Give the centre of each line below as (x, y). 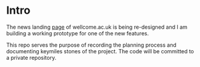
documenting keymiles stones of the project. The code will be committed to (100, 51)
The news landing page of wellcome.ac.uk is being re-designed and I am (97, 27)
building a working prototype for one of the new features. (78, 33)
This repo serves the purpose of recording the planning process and (92, 45)
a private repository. (31, 57)
